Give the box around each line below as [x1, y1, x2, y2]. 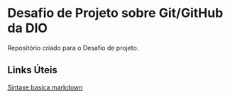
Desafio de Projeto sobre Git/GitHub [7, 5, 224, 21]
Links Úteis [7, 64, 58, 76]
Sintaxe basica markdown [7, 83, 83, 92]
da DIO [7, 20, 48, 36]
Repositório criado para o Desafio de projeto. [7, 43, 139, 52]
